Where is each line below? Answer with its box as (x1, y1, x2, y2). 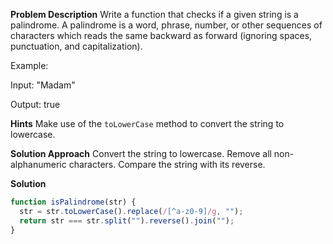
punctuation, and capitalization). (10, 40, 143, 52)
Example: (10, 60, 49, 71)
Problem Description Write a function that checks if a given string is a (10, 9, 299, 20)
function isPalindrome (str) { (10, 197, 137, 207)
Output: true (10, 99, 61, 110)
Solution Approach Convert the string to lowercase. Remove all (10, 148, 272, 159)
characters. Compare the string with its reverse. (68, 159, 266, 170)
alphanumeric (10, 159, 67, 170)
